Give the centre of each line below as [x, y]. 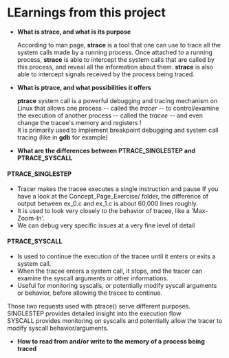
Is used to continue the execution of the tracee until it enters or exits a [116, 256]
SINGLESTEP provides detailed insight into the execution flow [94, 313]
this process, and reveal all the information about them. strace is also [115, 67]
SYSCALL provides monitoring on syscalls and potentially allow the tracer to [115, 321]
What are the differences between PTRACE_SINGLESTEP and [106, 150]
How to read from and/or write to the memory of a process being [111, 342]
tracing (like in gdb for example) [63, 137]
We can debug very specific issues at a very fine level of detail [106, 225]
